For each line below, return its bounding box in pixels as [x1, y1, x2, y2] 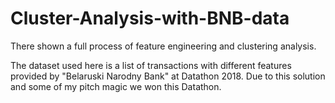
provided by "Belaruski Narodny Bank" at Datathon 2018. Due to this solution [10, 70, 326, 82]
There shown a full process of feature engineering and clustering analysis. [10, 40, 317, 52]
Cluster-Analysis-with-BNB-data [10, 7, 290, 30]
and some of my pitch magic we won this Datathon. [10, 80, 222, 92]
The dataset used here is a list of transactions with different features [10, 59, 292, 71]
